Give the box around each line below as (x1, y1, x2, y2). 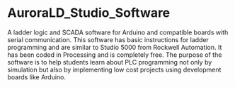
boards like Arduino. (7, 72, 66, 81)
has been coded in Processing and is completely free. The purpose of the (7, 51, 222, 59)
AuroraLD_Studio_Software (7, 5, 171, 21)
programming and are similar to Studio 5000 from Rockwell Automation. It (7, 43, 222, 51)
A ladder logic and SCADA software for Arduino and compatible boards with (7, 28, 229, 36)
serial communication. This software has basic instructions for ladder (7, 35, 209, 43)
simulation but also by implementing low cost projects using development (7, 65, 222, 74)
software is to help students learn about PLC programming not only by (7, 58, 212, 66)
